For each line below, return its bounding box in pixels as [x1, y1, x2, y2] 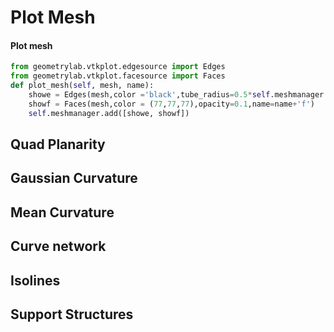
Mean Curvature [10, 204, 115, 221]
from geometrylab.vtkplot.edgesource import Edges [10, 62, 226, 72]
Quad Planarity [10, 136, 106, 153]
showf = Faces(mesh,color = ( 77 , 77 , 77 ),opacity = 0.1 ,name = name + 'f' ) [28, 99, 315, 109]
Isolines [10, 272, 61, 289]
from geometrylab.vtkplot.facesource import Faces [10, 71, 226, 81]
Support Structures [10, 306, 134, 323]
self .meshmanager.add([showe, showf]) [28, 108, 190, 118]
